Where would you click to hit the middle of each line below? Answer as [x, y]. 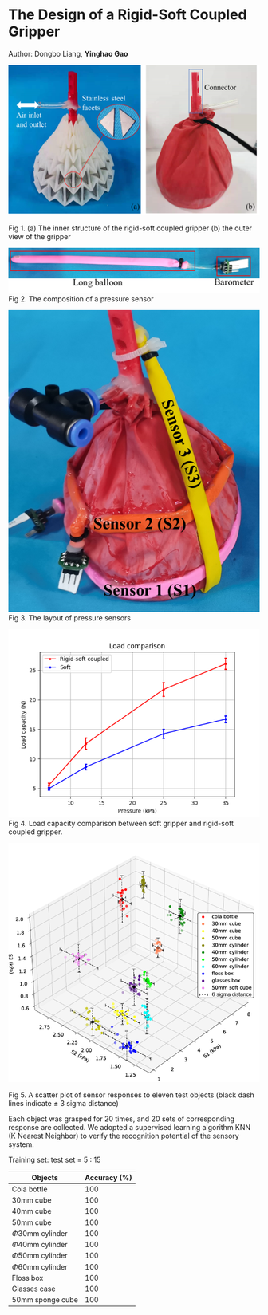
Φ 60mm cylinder [39, 1266]
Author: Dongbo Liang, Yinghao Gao [68, 53]
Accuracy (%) [108, 1177]
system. [21, 1144]
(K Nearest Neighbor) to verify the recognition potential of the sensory [124, 1136]
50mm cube [32, 1222]
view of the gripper [39, 236]
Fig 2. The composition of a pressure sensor [81, 299]
